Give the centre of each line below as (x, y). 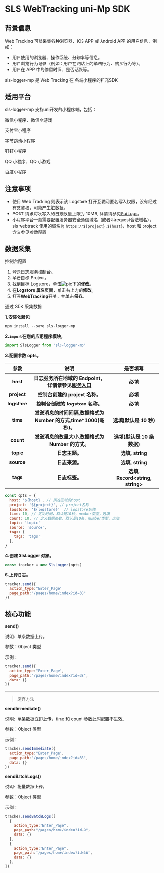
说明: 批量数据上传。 (26, 786)
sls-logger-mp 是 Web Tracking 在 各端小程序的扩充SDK (61, 80)
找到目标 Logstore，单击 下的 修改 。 (53, 284)
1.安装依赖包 (18, 317)
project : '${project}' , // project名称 (49, 505)
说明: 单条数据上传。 (26, 636)
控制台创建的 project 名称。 (69, 395)
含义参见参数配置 (29, 232)
